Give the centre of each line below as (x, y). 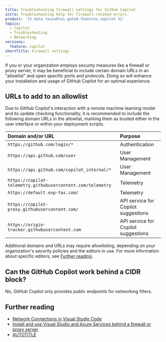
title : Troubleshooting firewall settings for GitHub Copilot (70, 10)
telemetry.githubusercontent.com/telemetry (60, 185)
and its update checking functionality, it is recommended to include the (77, 114)
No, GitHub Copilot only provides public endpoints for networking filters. (79, 292)
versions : (15, 42)
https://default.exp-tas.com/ (43, 193)
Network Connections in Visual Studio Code (57, 319)
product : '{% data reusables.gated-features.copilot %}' (65, 19)
